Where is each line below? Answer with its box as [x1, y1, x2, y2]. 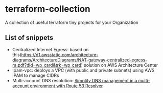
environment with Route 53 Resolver [30, 83, 103, 89]
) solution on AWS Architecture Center [81, 62, 158, 68]
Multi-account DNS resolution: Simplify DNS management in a [12, 77, 138, 83]
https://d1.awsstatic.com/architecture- [21, 52, 99, 57]
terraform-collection [5, 3, 91, 15]
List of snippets [5, 34, 54, 42]
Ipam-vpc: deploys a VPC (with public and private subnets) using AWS [12, 67, 155, 73]
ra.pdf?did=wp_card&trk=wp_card [12, 62, 82, 68]
